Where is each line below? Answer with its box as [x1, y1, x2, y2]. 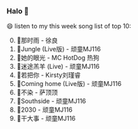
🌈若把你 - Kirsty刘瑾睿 [16, 71, 81, 79]
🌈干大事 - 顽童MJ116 [16, 114, 76, 123]
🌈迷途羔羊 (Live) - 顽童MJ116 [16, 62, 100, 71]
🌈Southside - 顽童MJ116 [16, 97, 86, 105]
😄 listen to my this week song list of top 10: [6, 22, 132, 31]
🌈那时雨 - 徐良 [16, 36, 59, 44]
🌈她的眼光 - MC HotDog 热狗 [16, 53, 100, 62]
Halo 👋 [6, 6, 29, 16]
